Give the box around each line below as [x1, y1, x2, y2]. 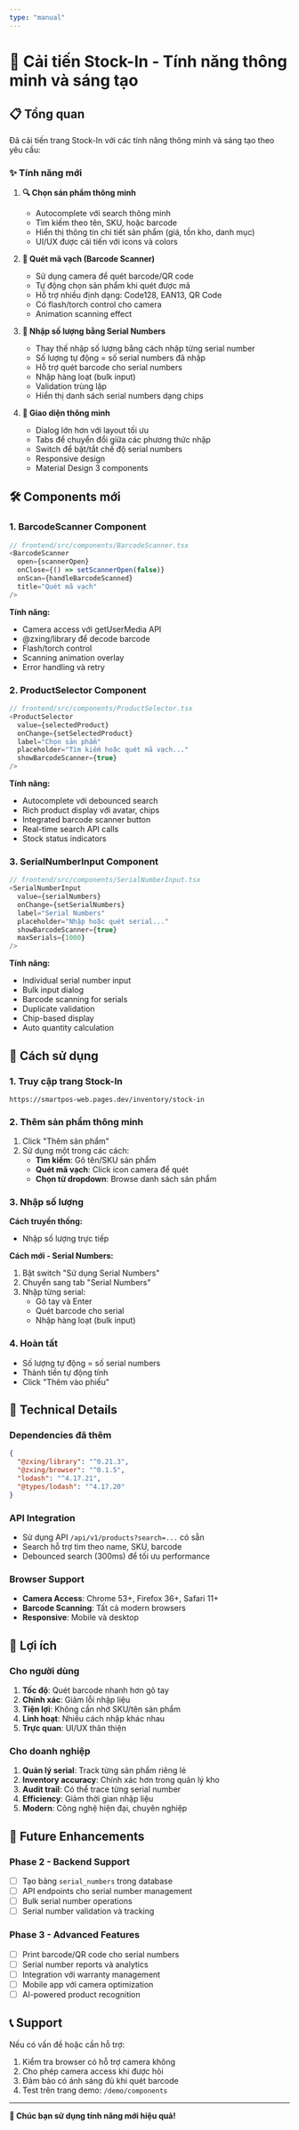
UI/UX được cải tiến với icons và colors [35, 236, 178, 247]
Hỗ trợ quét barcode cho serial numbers [35, 361, 182, 372]
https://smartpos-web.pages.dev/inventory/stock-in [9, 1095, 205, 1104]
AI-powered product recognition [21, 1988, 141, 1999]
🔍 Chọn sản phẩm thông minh [21, 187, 136, 198]
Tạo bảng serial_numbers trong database [21, 1875, 174, 1886]
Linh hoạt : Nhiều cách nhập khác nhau [21, 1713, 166, 1723]
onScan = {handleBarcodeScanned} [17, 574, 133, 583]
